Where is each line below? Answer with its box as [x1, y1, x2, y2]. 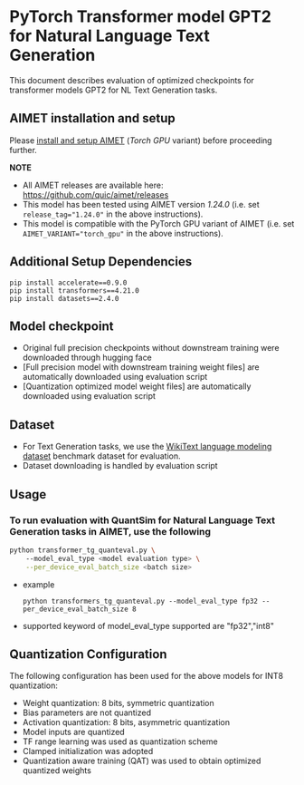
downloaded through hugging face [22, 352, 152, 363]
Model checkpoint [9, 318, 114, 334]
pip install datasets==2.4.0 [9, 294, 119, 303]
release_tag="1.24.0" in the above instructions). [22, 208, 204, 219]
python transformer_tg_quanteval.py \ [9, 546, 156, 555]
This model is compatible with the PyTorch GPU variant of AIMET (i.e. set [22, 218, 295, 228]
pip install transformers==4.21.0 [9, 286, 140, 296]
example [22, 578, 55, 590]
